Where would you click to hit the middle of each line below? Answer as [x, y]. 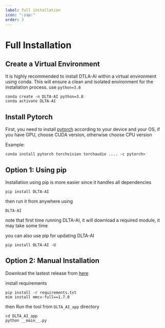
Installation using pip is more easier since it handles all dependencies [78, 182]
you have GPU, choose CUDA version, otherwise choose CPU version [79, 135]
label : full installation [33, 10]
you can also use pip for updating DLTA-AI [50, 235]
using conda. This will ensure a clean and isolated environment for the [79, 82]
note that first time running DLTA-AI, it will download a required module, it [83, 220]
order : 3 [15, 20]
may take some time [27, 226]
